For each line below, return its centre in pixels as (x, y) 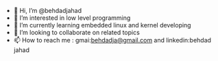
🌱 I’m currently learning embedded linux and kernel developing (102, 25)
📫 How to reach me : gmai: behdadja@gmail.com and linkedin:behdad (112, 40)
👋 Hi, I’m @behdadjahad (48, 11)
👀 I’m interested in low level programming (72, 18)
